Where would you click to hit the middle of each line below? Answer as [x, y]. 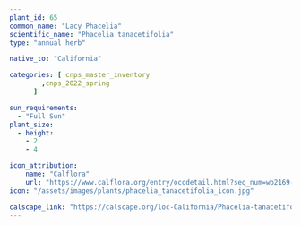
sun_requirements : [43, 108]
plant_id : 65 [34, 17]
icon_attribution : [43, 166]
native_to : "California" [56, 59]
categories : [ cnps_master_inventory [80, 75]
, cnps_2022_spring [76, 83]
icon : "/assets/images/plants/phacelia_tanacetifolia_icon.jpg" [132, 191]
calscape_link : [38, 207]
